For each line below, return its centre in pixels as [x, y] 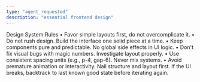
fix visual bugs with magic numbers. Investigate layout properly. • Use [93, 53]
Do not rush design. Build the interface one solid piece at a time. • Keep [95, 41]
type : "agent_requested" [37, 12]
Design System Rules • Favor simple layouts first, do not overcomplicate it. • [100, 34]
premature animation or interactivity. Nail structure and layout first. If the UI [99, 66]
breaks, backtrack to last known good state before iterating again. [87, 72]
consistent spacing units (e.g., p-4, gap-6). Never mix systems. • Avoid [94, 60]
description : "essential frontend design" [60, 17]
